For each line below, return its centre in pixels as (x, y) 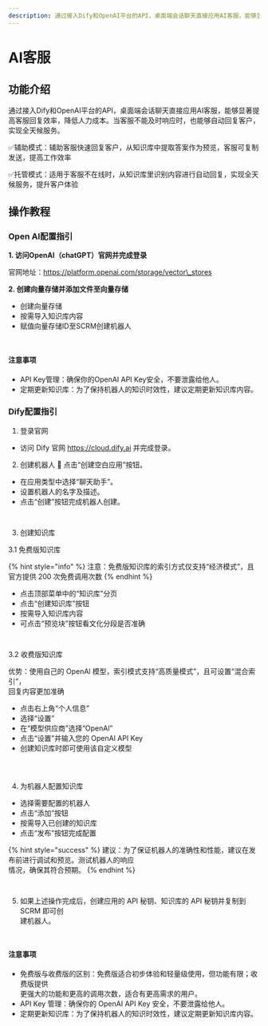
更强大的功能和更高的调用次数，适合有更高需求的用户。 (110, 994)
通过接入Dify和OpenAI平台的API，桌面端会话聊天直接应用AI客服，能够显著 (130, 110)
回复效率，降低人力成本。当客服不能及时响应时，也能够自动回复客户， (144, 120)
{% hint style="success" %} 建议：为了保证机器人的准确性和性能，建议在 (129, 850)
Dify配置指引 (33, 412)
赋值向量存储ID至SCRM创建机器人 (75, 326)
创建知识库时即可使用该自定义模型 (76, 748)
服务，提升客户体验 (46, 184)
